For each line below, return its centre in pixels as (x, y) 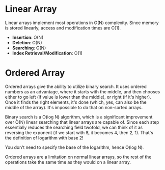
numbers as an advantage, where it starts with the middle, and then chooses (82, 91)
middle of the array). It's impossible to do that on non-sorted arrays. (74, 107)
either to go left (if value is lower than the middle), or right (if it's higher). (78, 97)
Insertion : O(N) (28, 37)
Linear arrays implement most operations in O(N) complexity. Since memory (82, 23)
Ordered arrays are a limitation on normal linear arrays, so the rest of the (78, 157)
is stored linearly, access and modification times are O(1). (63, 28)
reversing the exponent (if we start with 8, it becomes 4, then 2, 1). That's (79, 132)
